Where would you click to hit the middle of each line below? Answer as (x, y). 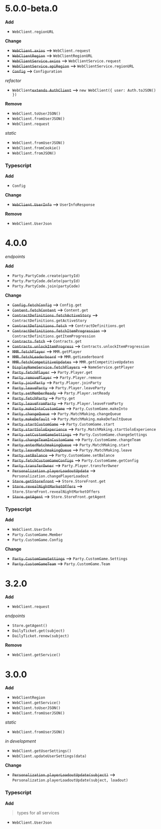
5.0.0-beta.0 (31, 9)
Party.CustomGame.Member (37, 535)
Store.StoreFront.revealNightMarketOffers (56, 492)
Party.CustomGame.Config (37, 540)
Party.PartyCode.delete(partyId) (46, 281)
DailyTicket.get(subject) (38, 631)
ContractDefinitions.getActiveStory (49, 321)
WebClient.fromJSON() (34, 153)
